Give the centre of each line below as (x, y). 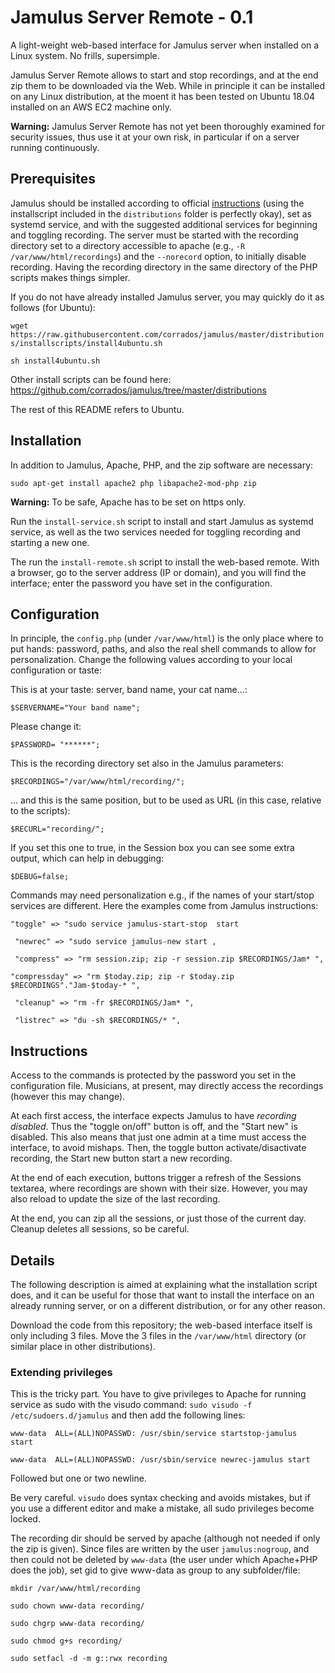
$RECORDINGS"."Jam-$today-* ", (75, 986)
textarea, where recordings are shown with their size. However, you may (159, 1188)
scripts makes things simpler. (70, 277)
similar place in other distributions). (83, 1346)
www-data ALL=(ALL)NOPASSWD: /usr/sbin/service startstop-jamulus (154, 1434)
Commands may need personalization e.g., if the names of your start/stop (162, 895)
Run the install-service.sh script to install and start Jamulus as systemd (162, 521)
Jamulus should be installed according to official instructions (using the (157, 203)
